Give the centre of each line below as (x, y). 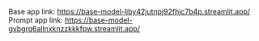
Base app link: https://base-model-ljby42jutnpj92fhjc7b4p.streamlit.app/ (129, 12)
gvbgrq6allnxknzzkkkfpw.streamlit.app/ (74, 29)
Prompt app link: (36, 20)
